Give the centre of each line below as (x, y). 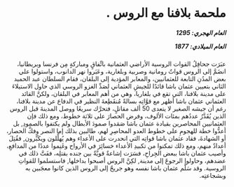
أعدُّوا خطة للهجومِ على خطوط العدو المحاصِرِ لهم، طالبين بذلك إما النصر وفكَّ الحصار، (116, 131)
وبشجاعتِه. (213, 176)
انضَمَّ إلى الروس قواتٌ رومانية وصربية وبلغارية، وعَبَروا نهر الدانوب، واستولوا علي (122, 71)
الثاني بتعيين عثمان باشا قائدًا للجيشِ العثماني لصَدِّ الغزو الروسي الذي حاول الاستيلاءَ (119, 86)
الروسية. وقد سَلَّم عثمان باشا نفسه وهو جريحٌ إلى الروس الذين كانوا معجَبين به (125, 168)
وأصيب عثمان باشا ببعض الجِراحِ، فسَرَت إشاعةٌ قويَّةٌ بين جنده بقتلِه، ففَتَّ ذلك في (122, 153)
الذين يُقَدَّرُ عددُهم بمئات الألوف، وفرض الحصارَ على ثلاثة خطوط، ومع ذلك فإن (126, 116)
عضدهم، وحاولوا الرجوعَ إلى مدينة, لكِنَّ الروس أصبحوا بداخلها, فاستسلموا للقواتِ (122, 161)
